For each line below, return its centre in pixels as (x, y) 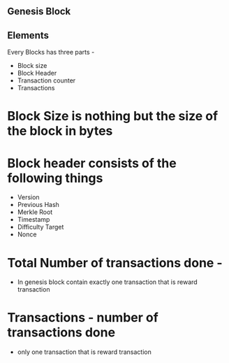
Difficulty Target (40, 227)
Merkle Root (35, 212)
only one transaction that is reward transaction (84, 352)
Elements (28, 35)
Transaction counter (46, 80)
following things (55, 178)
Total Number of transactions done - (115, 263)
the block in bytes (60, 131)
